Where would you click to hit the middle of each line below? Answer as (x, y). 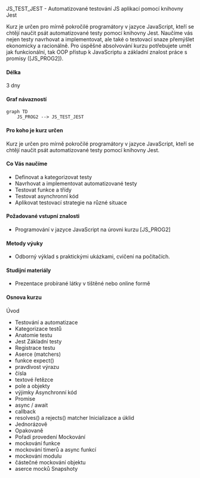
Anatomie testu (33, 335)
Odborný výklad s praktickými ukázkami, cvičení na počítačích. (92, 256)
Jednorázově (31, 424)
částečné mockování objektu (50, 462)
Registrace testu (35, 347)
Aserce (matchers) (38, 354)
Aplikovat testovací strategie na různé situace (71, 202)
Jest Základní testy (38, 341)
